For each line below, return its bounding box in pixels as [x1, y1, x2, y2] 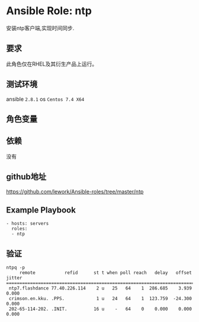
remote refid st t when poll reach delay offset [19, 270, 192, 276]
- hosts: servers [6, 221, 49, 227]
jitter [6, 275, 23, 281]
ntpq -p [6, 265, 25, 271]
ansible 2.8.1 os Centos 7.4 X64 [6, 95, 85, 102]
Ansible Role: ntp [6, 4, 92, 18]
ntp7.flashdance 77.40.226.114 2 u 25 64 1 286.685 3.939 [8, 285, 192, 291]
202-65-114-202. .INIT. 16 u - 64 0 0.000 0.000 [8, 306, 192, 312]
